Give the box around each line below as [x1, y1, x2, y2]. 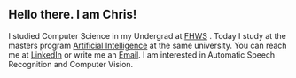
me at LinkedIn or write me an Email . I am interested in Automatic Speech [8, 49, 276, 60]
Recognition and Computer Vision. [8, 58, 134, 69]
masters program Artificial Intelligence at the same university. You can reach [8, 40, 287, 51]
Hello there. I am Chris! [8, 7, 137, 22]
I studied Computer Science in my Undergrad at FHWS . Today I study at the [8, 30, 287, 41]
